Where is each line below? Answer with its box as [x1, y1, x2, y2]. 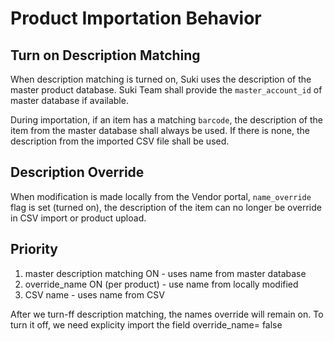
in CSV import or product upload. [10, 212, 147, 224]
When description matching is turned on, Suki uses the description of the [10, 73, 312, 85]
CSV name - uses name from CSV [24, 288, 165, 301]
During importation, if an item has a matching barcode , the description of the [10, 114, 323, 126]
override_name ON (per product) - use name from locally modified [24, 278, 299, 290]
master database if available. [10, 95, 129, 106]
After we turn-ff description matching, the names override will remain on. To [10, 308, 324, 320]
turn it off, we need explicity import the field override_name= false [10, 318, 283, 331]
